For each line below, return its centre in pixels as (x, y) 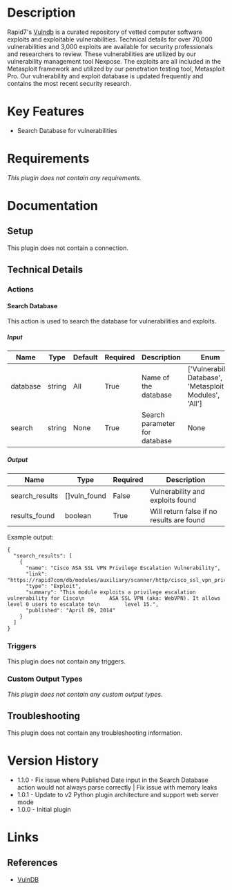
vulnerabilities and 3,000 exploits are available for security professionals (110, 46)
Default (85, 357)
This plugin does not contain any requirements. (74, 177)
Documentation (53, 206)
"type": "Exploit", (53, 587)
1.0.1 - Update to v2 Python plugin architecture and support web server (118, 794)
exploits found (173, 500)
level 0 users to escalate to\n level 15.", (83, 605)
